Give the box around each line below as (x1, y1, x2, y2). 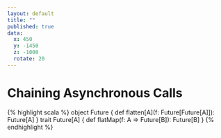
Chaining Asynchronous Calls (7, 85, 183, 101)
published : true (7, 23, 54, 30)
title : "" (7, 17, 36, 24)
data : (7, 29, 23, 37)
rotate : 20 (13, 55, 45, 62)
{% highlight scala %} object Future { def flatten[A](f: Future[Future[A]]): (7, 108, 215, 117)
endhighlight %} (7, 123, 54, 131)
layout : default (7, 10, 54, 17)
